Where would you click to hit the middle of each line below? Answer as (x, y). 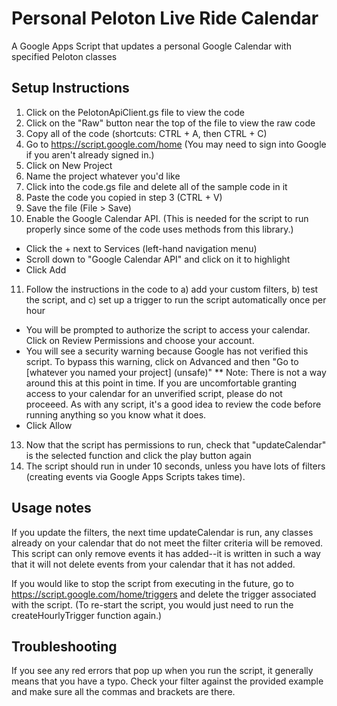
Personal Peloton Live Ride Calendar (165, 18)
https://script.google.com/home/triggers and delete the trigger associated (164, 594)
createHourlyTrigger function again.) (87, 615)
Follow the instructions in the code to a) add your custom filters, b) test (172, 289)
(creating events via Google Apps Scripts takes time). (135, 476)
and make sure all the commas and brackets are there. (123, 692)
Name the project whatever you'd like (103, 176)
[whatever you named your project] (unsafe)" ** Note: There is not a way (176, 372)
